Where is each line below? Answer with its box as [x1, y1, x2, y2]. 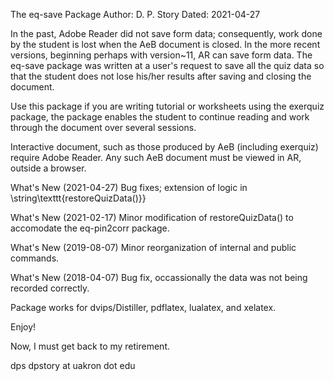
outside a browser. [10, 162, 87, 174]
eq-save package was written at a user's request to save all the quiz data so [10, 60, 325, 71]
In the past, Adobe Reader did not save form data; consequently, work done [10, 28, 323, 39]
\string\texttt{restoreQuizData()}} [10, 192, 147, 204]
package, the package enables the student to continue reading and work [10, 111, 310, 123]
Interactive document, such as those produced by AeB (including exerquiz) [10, 141, 319, 153]
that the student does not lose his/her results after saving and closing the [10, 70, 312, 82]
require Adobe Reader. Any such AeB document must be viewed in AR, [10, 152, 302, 163]
